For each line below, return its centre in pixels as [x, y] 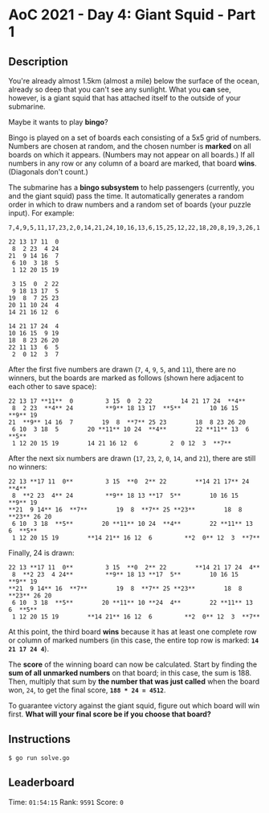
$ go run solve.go [39, 758]
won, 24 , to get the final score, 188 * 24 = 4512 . [87, 690]
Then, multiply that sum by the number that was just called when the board [134, 682]
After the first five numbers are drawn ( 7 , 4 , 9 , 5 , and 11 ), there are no [122, 369]
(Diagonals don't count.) [48, 172]
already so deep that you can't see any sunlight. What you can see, [120, 89]
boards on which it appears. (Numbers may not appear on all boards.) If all [132, 155]
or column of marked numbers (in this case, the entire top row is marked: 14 [134, 640]
